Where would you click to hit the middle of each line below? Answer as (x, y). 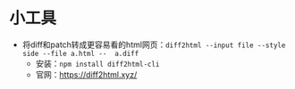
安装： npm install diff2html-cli (97, 63)
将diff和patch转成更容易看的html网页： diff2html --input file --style (154, 44)
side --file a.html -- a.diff (80, 53)
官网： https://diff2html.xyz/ (86, 74)
